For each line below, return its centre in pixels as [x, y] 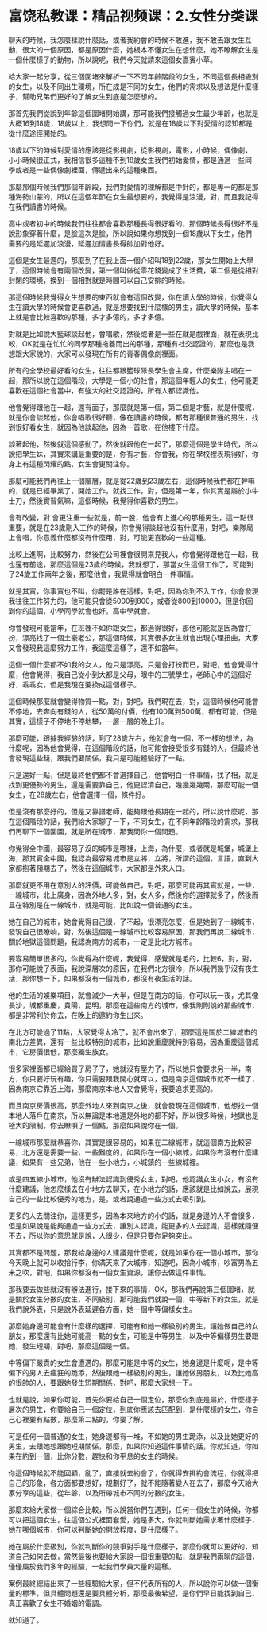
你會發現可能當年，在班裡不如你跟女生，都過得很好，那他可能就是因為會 [126, 628]
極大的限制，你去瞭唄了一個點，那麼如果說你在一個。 [95, 1125]
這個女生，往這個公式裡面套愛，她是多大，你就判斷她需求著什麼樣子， [144, 1519]
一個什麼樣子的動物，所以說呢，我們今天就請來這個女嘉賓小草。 [112, 60]
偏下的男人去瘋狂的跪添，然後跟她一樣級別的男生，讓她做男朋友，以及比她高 [133, 1372]
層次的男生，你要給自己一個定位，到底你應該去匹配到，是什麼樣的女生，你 [130, 1409]
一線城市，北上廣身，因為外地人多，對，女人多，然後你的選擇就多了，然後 [130, 895]
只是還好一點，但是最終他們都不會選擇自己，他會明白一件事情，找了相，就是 [133, 775]
